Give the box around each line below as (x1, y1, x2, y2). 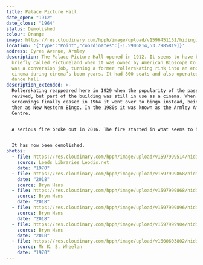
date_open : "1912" (6, 15, 53, 21)
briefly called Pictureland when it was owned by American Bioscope (11, 59, 188, 65)
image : (6, 37, 23, 43)
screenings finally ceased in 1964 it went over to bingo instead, (11, 99, 185, 105)
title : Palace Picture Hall (6, 8, 77, 15)
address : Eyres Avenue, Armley (6, 48, 85, 54)
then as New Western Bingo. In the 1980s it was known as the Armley (11, 104, 190, 111)
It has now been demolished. (11, 143, 85, 149)
